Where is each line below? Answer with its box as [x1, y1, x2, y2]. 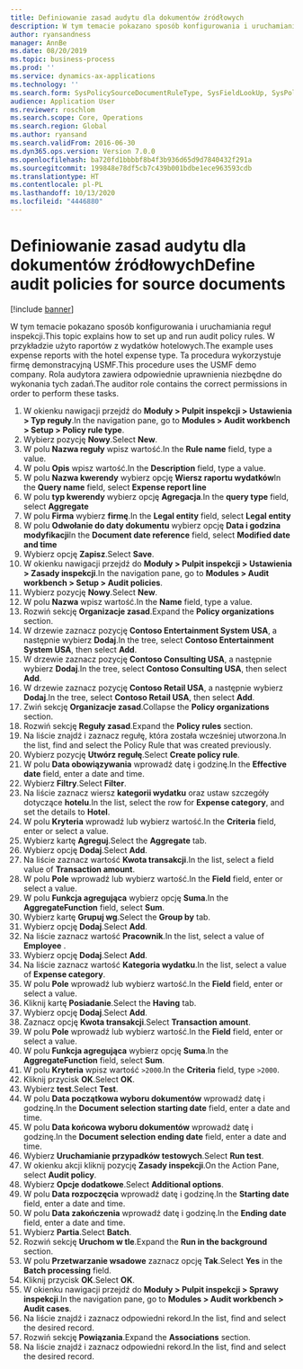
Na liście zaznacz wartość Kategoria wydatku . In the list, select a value [22, 959, 287, 970]
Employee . [22, 940, 67, 951]
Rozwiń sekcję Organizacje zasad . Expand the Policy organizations [22, 606, 275, 617]
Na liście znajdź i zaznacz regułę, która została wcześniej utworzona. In [22, 730, 287, 741]
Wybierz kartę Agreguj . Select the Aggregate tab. [22, 835, 208, 846]
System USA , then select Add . [22, 644, 138, 654]
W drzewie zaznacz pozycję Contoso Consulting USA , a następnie [22, 653, 272, 664]
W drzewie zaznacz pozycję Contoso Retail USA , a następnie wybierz [22, 682, 284, 693]
